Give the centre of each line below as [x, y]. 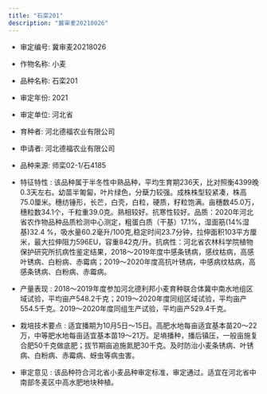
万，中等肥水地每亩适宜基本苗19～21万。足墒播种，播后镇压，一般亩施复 [139, 335]
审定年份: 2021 [44, 97]
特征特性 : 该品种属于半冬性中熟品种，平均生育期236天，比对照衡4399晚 [139, 182]
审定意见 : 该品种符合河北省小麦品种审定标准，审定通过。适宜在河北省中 [138, 372]
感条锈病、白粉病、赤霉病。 [65, 271]
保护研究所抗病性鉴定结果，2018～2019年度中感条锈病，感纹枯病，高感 [137, 252]
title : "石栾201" [36, 16]
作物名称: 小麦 [43, 64]
